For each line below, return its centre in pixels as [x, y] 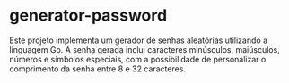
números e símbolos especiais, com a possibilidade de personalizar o [138, 59]
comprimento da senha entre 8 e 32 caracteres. [98, 69]
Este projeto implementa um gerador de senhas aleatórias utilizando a [138, 40]
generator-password [88, 16]
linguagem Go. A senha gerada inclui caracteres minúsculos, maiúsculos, [144, 49]
